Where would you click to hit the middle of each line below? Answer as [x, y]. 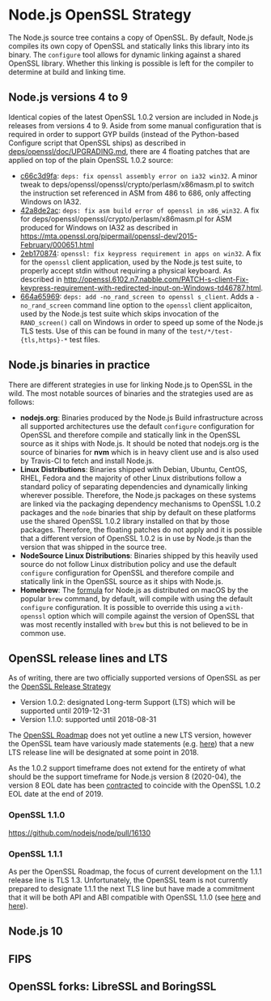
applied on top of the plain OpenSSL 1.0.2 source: [91, 160]
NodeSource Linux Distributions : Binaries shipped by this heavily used [139, 555]
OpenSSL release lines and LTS [88, 658]
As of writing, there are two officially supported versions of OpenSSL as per [135, 678]
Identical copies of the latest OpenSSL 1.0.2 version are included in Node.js [133, 117]
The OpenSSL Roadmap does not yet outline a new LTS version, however [130, 735]
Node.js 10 [36, 932]
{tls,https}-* [44, 340]
